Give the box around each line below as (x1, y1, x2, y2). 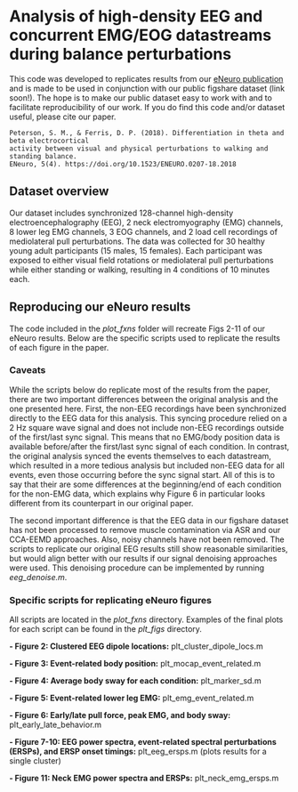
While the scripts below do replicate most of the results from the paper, (9, 384, 270, 395)
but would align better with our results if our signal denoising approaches (9, 553, 278, 563)
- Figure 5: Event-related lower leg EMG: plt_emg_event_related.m (9, 692, 254, 704)
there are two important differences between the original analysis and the (9, 393, 278, 404)
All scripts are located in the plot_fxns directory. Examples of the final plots (9, 614, 284, 625)
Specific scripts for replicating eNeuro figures (9, 594, 212, 606)
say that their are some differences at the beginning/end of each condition (9, 479, 282, 489)
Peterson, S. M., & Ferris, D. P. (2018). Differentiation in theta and (9, 128, 285, 137)
